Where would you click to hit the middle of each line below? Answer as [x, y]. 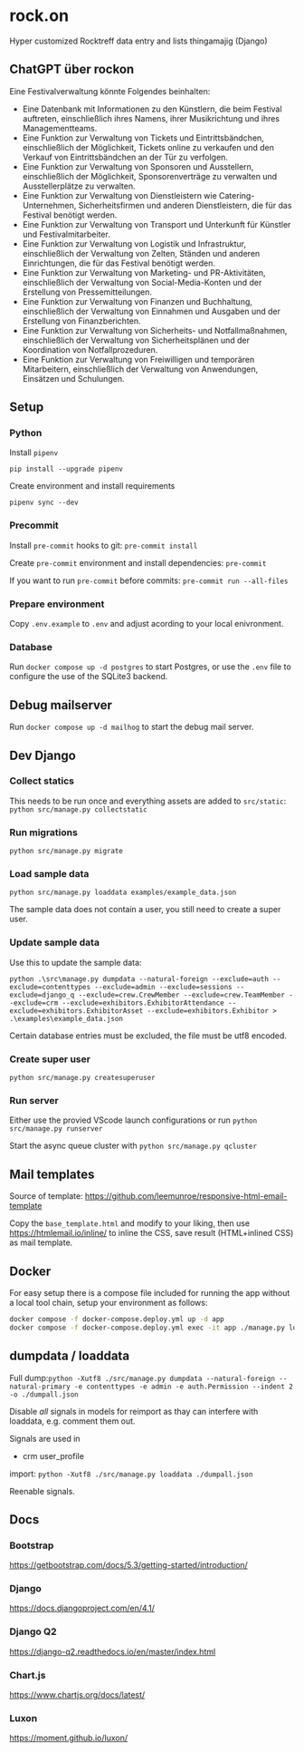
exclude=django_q [42, 995]
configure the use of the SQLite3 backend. [89, 676]
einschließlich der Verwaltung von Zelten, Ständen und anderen [141, 253]
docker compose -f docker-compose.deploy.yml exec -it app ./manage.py [147, 1328]
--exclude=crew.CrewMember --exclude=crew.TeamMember [181, 995]
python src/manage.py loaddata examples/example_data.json [123, 893]
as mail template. [41, 1242]
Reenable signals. [42, 1491]
